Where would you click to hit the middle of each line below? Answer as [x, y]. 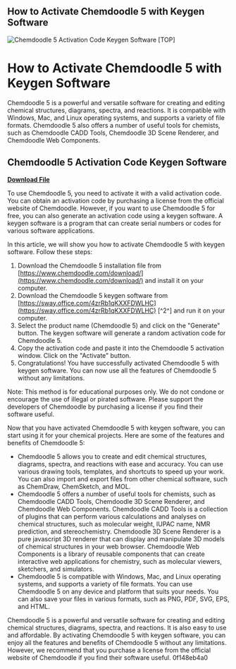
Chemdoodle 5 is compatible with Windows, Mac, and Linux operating [119, 576]
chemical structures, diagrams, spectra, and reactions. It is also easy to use [117, 627]
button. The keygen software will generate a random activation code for [122, 333]
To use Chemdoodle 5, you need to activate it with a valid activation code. [114, 193]
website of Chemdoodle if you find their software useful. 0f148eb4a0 [108, 657]
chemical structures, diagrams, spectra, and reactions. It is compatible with [117, 110]
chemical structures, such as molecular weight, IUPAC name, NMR [114, 524]
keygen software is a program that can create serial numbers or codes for [114, 223]
